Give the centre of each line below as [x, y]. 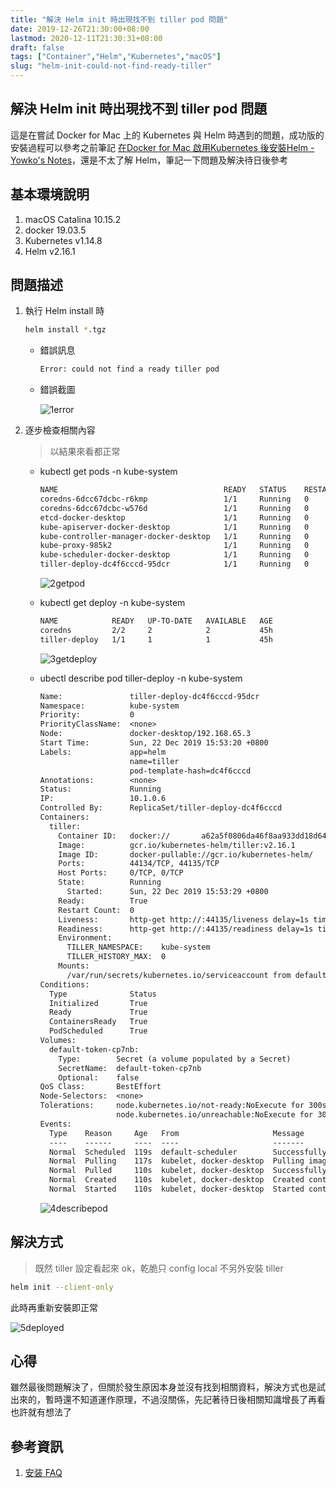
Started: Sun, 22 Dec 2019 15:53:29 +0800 [167, 892]
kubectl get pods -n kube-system [108, 472]
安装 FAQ [43, 1473]
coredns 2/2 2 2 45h [156, 630]
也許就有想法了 [41, 1412]
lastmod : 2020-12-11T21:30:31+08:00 [86, 38]
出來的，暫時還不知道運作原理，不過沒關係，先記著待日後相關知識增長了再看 [168, 1400]
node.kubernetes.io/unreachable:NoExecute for [215, 1115]
